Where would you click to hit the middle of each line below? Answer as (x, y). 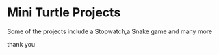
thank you (21, 44)
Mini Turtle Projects (64, 13)
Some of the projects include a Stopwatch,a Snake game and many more (110, 31)
